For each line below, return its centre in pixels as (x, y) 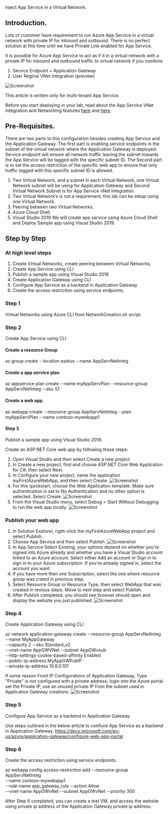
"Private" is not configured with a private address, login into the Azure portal (84, 681)
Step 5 (13, 705)
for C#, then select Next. (38, 470)
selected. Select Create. (37, 496)
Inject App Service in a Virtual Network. (46, 7)
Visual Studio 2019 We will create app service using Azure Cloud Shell (85, 217)
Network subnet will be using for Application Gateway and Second (81, 185)
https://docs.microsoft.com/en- (88, 731)
